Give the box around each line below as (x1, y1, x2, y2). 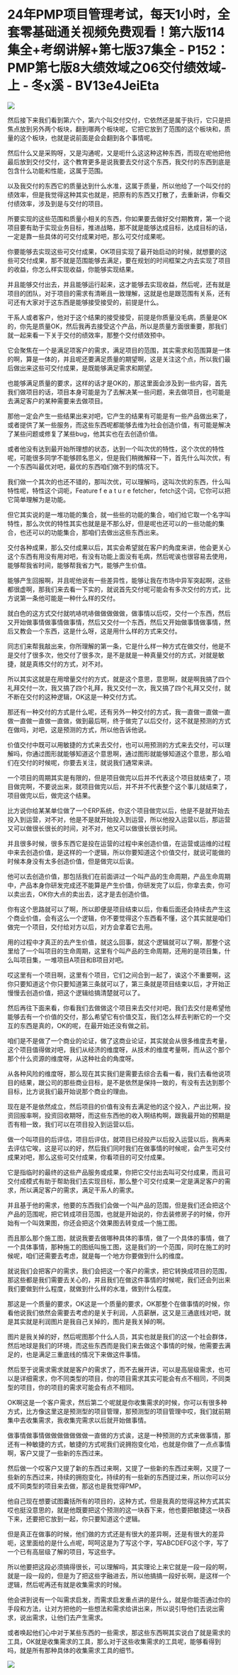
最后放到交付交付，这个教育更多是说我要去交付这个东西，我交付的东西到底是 (7, 157, 231, 166)
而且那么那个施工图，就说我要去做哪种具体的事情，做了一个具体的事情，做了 (7, 1233, 231, 1242)
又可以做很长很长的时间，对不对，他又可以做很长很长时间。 (7, 824, 181, 833)
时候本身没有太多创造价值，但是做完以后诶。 (7, 857, 138, 865)
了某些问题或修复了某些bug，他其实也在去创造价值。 (7, 429, 161, 438)
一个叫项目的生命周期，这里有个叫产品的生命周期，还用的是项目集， (25, 946, 225, 955)
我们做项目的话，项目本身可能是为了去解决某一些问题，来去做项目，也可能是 (7, 387, 231, 396)
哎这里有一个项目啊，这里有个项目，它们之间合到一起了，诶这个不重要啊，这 (7, 970, 231, 979)
